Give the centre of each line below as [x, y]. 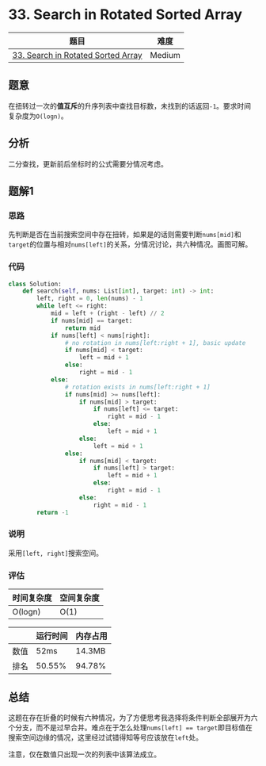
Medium [165, 55]
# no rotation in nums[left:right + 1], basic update [155, 343]
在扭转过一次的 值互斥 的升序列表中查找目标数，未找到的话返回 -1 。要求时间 [130, 105]
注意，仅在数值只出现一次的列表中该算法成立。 [84, 754]
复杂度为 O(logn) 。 [38, 116]
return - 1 [53, 512]
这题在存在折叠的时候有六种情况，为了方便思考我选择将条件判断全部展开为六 [133, 717]
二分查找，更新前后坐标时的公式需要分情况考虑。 [88, 163]
